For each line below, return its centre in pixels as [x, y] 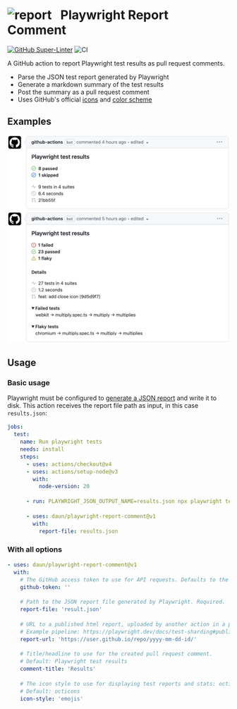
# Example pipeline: [50, 631]
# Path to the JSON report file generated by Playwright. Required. [123, 602]
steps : [30, 456]
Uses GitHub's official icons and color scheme [85, 99]
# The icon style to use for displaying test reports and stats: [118, 684]
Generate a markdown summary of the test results [91, 84]
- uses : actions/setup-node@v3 [72, 472]
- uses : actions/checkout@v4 [69, 464]
